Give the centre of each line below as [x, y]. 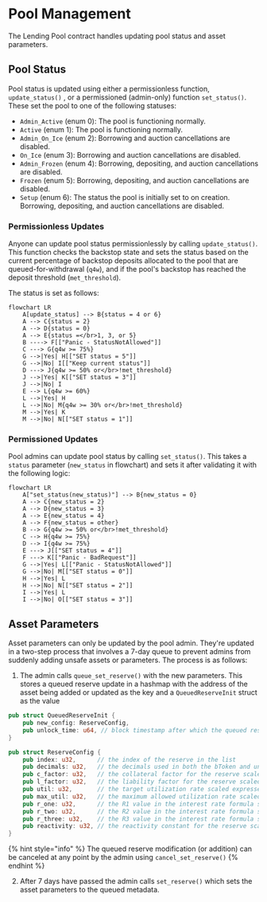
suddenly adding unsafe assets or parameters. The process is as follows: [128, 660]
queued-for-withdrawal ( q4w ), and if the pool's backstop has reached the [127, 269]
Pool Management [70, 14]
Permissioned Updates [53, 439]
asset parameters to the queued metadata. [90, 890]
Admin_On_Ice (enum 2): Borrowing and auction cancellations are [125, 138]
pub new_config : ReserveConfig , [76, 723]
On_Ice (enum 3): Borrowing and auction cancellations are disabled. [130, 155]
